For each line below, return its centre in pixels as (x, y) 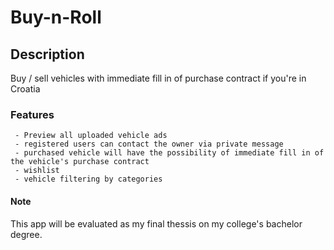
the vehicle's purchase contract (80, 162)
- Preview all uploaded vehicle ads (91, 136)
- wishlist (37, 171)
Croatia (25, 89)
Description (47, 54)
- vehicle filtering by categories (88, 179)
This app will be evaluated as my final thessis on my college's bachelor (156, 223)
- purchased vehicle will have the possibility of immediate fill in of (169, 153)
